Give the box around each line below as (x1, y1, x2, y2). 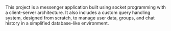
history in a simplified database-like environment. (5, 20, 109, 26)
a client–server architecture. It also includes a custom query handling (5, 9, 151, 15)
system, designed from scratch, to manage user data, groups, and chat (5, 15, 155, 20)
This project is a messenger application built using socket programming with (5, 4, 166, 10)
